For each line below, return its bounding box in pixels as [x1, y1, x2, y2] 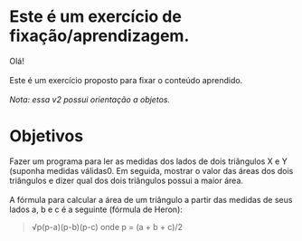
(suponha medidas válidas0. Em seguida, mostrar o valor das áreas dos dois [9, 165, 294, 176]
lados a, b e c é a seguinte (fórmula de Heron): [9, 204, 184, 215]
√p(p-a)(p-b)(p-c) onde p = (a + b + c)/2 [31, 221, 184, 232]
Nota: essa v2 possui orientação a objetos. [9, 93, 170, 105]
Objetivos [9, 126, 84, 147]
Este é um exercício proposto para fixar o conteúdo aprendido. [9, 74, 243, 85]
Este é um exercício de [9, 6, 183, 27]
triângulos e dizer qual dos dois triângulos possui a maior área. [9, 175, 244, 186]
